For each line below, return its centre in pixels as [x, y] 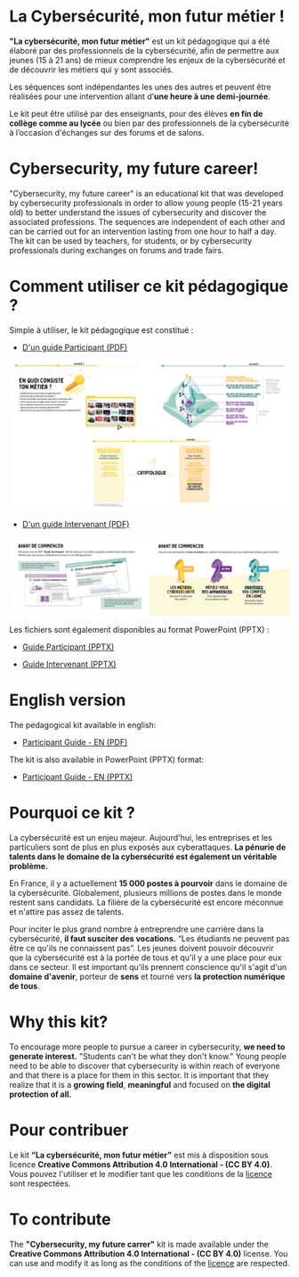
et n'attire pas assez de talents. [67, 912]
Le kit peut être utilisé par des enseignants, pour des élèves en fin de [136, 113]
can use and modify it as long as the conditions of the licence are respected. [149, 1263]
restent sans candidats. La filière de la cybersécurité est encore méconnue [146, 902]
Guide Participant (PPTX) [68, 647]
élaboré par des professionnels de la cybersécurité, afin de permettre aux [145, 50]
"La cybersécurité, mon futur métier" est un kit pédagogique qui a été [140, 41]
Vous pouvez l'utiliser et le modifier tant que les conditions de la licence [141, 1174]
